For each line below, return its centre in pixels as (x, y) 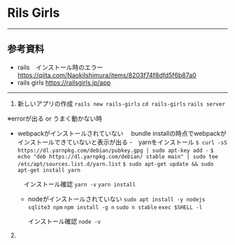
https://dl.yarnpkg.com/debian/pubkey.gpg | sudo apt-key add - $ (115, 150)
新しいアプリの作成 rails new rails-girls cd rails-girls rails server (121, 104)
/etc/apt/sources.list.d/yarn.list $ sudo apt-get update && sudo (115, 164)
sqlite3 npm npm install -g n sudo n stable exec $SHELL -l (115, 207)
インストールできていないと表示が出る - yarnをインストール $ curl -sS (122, 142)
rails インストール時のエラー (60, 67)
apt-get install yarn (49, 170)
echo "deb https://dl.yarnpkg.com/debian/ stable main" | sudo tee (117, 156)
